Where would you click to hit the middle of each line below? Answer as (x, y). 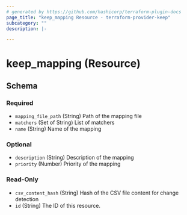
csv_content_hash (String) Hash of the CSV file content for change (97, 193)
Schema (22, 86)
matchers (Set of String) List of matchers (65, 123)
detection (27, 199)
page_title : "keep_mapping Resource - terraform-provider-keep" (88, 17)
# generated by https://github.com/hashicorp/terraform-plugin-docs (94, 12)
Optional (19, 145)
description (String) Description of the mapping (74, 158)
